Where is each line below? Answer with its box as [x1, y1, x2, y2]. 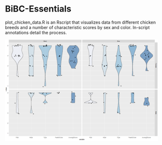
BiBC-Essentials [5, 3, 72, 14]
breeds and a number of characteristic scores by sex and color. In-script [5, 24, 150, 30]
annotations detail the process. [5, 29, 67, 35]
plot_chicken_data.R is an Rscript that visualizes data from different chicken [5, 19, 156, 25]
